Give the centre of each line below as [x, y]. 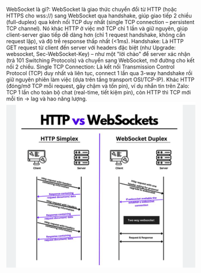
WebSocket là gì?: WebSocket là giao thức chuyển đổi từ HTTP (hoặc [91, 9]
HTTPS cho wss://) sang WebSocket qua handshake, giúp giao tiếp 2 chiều [99, 16]
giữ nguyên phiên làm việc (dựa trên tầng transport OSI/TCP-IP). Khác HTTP [100, 79]
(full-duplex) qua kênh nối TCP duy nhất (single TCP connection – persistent [100, 22]
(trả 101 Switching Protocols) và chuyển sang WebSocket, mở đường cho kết [100, 60]
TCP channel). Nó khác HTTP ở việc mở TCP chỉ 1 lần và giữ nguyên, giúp [97, 28]
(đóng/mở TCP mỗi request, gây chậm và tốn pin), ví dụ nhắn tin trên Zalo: [98, 86]
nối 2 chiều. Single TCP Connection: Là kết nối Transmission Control [91, 67]
